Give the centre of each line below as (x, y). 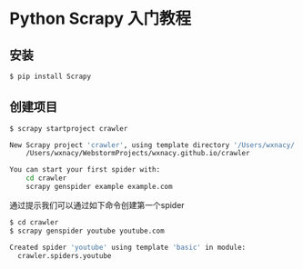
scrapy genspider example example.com (99, 187)
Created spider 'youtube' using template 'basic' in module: (128, 247)
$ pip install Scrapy (50, 76)
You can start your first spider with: (85, 170)
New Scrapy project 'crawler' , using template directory (120, 145)
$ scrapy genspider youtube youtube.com (87, 231)
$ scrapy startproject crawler (69, 128)
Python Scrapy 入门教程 (101, 19)
